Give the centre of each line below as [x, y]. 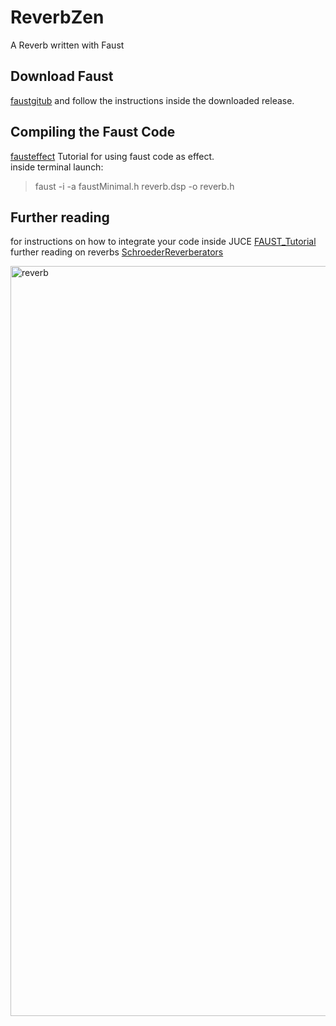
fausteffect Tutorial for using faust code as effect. [112, 156]
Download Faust [62, 76]
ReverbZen [57, 17]
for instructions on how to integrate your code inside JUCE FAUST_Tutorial [163, 242]
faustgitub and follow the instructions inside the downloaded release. [152, 100]
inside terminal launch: [57, 167]
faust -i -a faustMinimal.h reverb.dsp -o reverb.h [134, 186]
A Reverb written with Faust [67, 45]
